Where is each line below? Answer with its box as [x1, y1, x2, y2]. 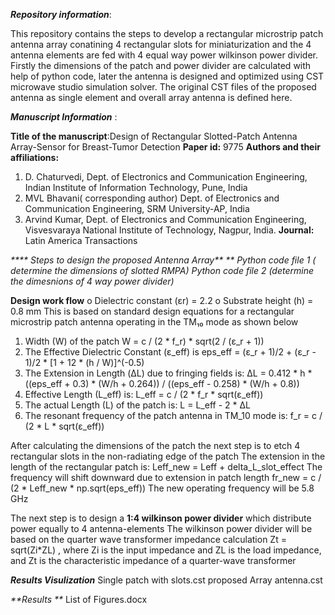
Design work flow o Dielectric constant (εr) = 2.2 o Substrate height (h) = [10, 295, 314, 306]
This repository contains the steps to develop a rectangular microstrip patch [10, 28, 324, 39]
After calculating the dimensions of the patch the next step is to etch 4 [10, 440, 301, 451]
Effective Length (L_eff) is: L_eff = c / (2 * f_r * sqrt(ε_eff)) [24, 389, 264, 400]
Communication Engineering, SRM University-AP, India [24, 203, 250, 214]
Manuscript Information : [10, 111, 118, 123]
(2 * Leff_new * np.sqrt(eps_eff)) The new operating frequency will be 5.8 [10, 482, 315, 494]
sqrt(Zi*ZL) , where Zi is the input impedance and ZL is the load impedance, [10, 544, 322, 556]
